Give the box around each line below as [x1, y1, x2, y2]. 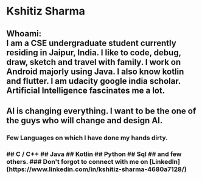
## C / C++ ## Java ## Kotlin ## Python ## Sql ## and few [6, 150, 182, 158]
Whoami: [6, 29, 42, 39]
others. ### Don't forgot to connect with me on [6, 157, 148, 166]
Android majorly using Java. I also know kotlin [6, 66, 184, 76]
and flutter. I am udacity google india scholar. [6, 76, 181, 86]
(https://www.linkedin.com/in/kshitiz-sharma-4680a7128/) [6, 165, 187, 174]
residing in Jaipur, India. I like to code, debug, [6, 47, 181, 58]
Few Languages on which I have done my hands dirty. [6, 133, 169, 142]
